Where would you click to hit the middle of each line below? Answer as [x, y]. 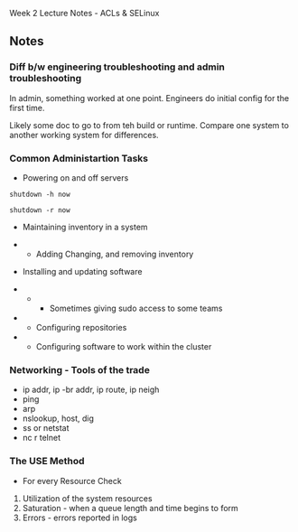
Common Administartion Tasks [79, 158]
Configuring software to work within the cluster [124, 346]
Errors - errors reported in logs [79, 518]
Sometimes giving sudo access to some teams [136, 308]
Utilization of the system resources [87, 498]
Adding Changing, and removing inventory [115, 254]
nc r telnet [42, 438]
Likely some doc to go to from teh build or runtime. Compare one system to [149, 125]
